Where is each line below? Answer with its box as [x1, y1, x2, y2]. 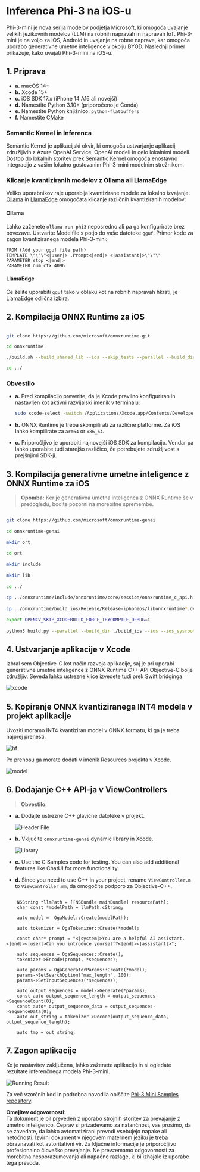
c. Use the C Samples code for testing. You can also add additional [14, 858, 179, 865]
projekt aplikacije [6, 711, 71, 721]
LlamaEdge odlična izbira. [6, 295, 70, 302]
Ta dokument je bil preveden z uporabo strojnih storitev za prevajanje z [6, 1115, 180, 1122]
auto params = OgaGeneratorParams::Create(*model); [17, 967, 148, 973]
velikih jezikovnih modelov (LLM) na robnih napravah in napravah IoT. [6, 30, 176, 37]
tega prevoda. [6, 1159, 40, 1166]
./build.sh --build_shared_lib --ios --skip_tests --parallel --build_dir [6, 354, 196, 361]
